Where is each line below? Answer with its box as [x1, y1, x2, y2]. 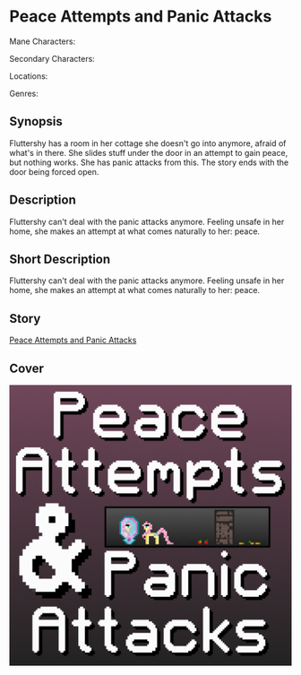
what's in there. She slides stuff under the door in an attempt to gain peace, [9, 147, 288, 158]
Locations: [9, 70, 48, 82]
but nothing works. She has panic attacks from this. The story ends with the [9, 157, 289, 168]
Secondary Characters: [9, 53, 96, 64]
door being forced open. [9, 166, 99, 177]
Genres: [9, 88, 39, 99]
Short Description [9, 251, 111, 266]
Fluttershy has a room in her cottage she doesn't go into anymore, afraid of [9, 137, 287, 149]
